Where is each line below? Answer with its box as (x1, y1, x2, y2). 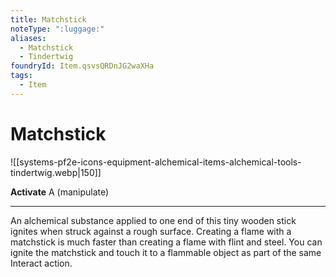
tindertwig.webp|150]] (10, 166, 102, 178)
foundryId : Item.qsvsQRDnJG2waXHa (10, 61, 155, 71)
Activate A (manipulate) (10, 186, 110, 198)
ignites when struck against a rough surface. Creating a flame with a (10, 225, 292, 237)
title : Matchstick (10, 14, 87, 25)
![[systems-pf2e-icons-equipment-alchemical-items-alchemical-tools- (10, 156, 302, 168)
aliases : (10, 33, 47, 43)
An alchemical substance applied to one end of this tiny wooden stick (10, 214, 297, 226)
